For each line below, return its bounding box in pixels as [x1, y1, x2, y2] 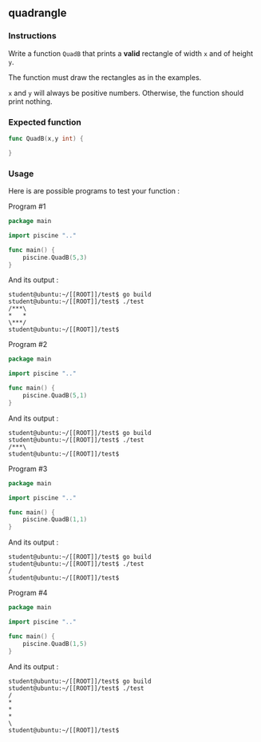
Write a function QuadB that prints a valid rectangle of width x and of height [8, 48, 254, 58]
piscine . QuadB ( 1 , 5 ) [22, 640, 88, 648]
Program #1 [8, 201, 46, 211]
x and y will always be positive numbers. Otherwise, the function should [8, 88, 244, 98]
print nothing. [8, 96, 53, 106]
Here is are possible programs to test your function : [8, 186, 180, 196]
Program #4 [8, 588, 48, 598]
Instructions [8, 30, 57, 42]
